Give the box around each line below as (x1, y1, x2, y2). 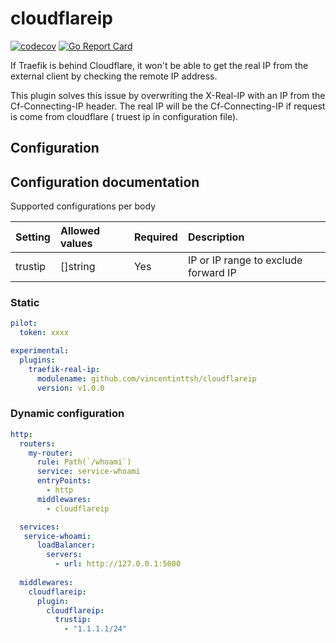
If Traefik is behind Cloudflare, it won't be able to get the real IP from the (10, 59, 309, 71)
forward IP (187, 266, 237, 280)
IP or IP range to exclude (187, 253, 303, 267)
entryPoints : (36, 476, 92, 486)
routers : (19, 438, 56, 449)
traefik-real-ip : (28, 364, 101, 374)
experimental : (10, 346, 70, 356)
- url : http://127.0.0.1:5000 (54, 559, 182, 569)
